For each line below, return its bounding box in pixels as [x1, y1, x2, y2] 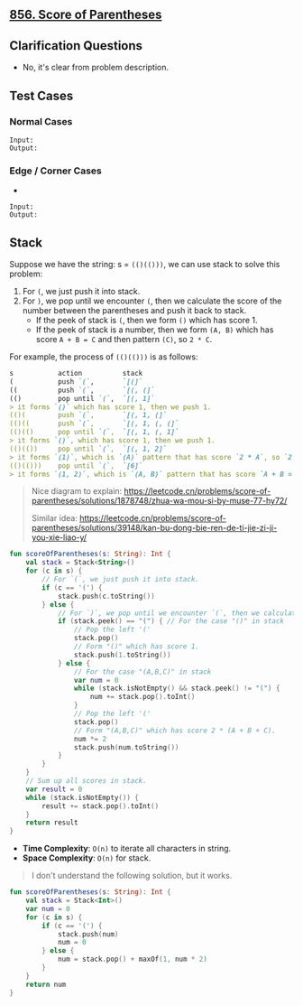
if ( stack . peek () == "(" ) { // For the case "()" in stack [57, 617, 284, 626]
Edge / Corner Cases [9, 164, 102, 177]
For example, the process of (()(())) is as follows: [9, 351, 198, 362]
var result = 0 [25, 785, 83, 794]
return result [25, 818, 78, 827]
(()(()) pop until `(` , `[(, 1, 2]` [9, 444, 168, 453]
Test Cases [9, 88, 74, 103]
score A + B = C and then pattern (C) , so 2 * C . [35, 334, 213, 344]
